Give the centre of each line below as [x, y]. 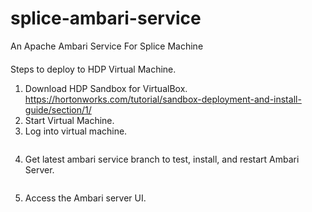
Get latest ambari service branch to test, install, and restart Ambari [162, 159]
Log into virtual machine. [76, 131]
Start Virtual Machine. [69, 120]
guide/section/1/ [58, 109]
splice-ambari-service [106, 18]
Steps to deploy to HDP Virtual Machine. [93, 69]
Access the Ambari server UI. [85, 198]
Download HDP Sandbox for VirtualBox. [106, 88]
